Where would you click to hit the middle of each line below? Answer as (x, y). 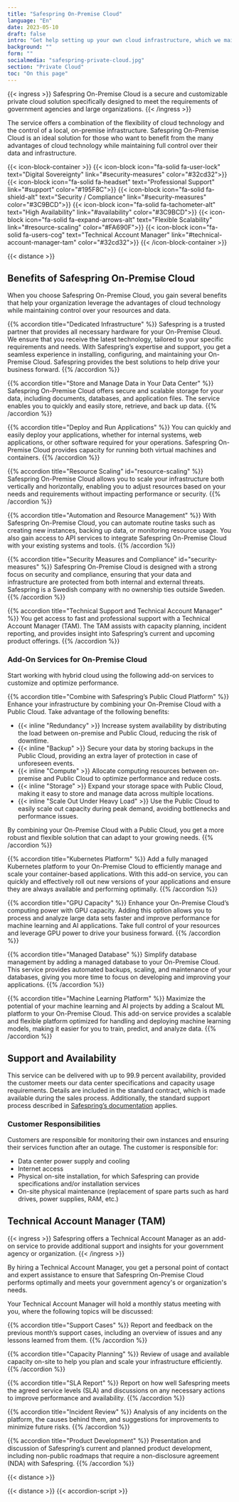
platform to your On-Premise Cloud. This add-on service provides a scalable (119, 1013)
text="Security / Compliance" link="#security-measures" (123, 197)
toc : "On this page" (38, 73)
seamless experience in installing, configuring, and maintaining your (107, 355)
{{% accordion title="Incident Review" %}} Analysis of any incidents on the (117, 1412)
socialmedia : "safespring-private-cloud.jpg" (76, 60)
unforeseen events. (46, 763)
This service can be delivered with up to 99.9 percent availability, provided (117, 1075)
